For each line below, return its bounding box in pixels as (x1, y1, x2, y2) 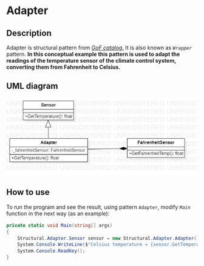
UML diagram (6, 81, 58, 91)
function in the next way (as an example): (6, 209, 110, 217)
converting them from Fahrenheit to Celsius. (6, 63, 121, 71)
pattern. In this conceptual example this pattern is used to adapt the (6, 51, 180, 58)
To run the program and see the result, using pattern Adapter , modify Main (6, 203, 191, 211)
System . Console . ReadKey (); (17, 248, 86, 254)
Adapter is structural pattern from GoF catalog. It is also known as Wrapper (6, 44, 192, 51)
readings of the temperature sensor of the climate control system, (6, 57, 176, 64)
